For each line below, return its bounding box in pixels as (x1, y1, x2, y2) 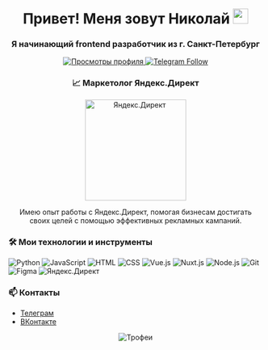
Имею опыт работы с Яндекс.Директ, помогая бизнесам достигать (19, 207, 252, 217)
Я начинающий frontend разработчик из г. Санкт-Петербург (10, 39, 261, 50)
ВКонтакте (19, 317, 57, 327)
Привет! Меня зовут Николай (23, 10, 230, 28)
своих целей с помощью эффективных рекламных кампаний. (29, 215, 242, 226)
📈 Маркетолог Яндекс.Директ (72, 78, 199, 89)
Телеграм (19, 308, 54, 318)
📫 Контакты (8, 287, 61, 298)
